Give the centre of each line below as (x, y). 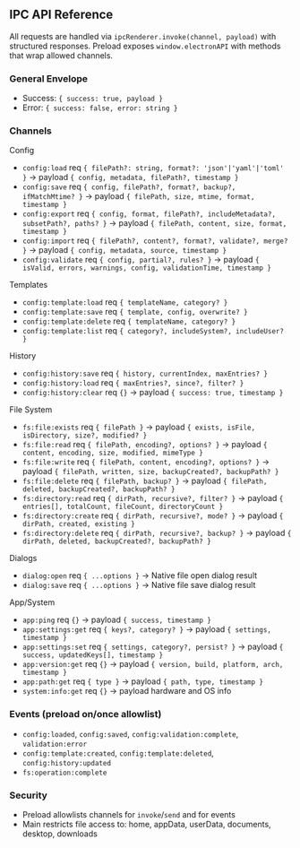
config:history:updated (67, 763)
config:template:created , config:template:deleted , (118, 753)
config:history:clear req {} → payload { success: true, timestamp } (153, 393)
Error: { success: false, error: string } (100, 108)
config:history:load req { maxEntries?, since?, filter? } (133, 383)
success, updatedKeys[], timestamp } (93, 655)
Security (28, 795)
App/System (32, 602)
